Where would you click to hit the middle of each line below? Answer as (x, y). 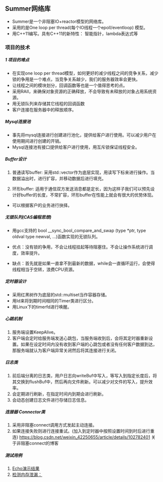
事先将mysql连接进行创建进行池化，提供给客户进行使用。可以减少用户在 (84, 135)
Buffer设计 (16, 159)
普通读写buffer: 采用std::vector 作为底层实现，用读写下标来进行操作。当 (83, 172)
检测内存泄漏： (27, 475)
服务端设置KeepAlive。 (35, 332)
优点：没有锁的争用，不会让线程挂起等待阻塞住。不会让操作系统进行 (80, 247)
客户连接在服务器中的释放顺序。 (44, 110)
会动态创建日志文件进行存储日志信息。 (50, 400)
